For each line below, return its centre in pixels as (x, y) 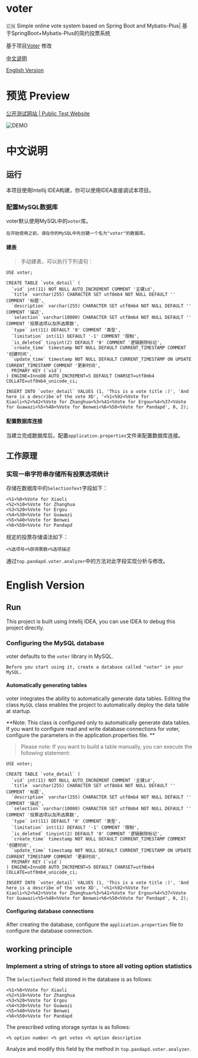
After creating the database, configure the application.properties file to (95, 924)
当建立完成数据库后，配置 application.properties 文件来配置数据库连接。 (95, 435)
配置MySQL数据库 (32, 207)
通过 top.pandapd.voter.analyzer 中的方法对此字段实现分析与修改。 (87, 561)
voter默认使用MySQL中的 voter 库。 (49, 221)
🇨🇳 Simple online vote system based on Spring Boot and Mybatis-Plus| (94, 25)
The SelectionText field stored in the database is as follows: (79, 979)
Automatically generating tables (47, 685)
